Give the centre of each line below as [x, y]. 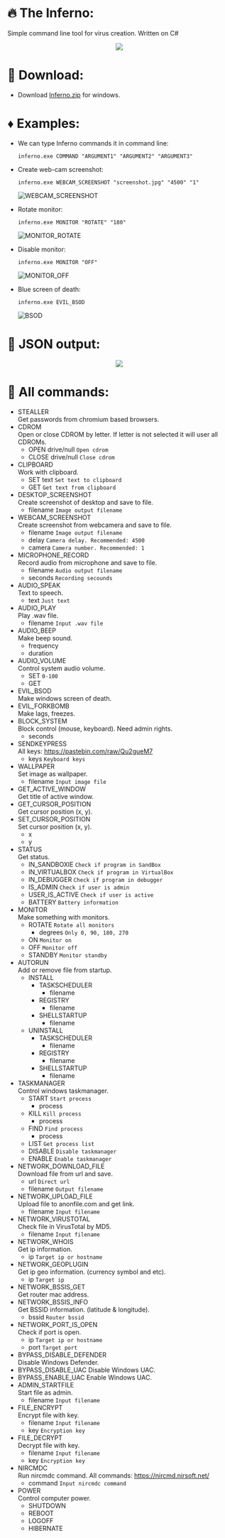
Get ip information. [45, 1249]
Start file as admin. [45, 1392]
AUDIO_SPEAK [39, 585]
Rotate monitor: [40, 209]
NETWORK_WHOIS [45, 1241]
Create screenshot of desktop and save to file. [86, 502]
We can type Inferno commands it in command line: [93, 143]
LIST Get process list [61, 1143]
